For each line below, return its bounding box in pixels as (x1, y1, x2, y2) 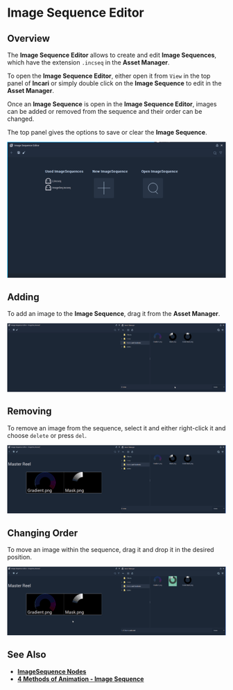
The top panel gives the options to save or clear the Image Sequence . (7, 128, 207, 136)
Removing (7, 405, 52, 417)
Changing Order (7, 527, 78, 539)
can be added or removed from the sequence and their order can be (7, 108, 202, 115)
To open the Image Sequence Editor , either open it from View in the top (7, 71, 211, 80)
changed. (7, 115, 35, 123)
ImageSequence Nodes (17, 667, 87, 675)
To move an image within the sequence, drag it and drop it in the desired (7, 546, 214, 554)
